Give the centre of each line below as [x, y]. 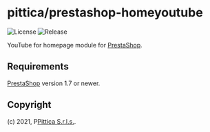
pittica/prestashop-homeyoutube [105, 13]
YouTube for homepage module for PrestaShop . [75, 45]
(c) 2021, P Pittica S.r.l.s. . [42, 121]
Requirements [38, 67]
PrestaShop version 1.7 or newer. [54, 83]
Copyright [29, 105]
